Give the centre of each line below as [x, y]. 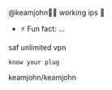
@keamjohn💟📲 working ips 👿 [57, 13]
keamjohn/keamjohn [43, 77]
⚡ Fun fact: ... [42, 29]
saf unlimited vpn [37, 47]
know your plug [34, 62]
